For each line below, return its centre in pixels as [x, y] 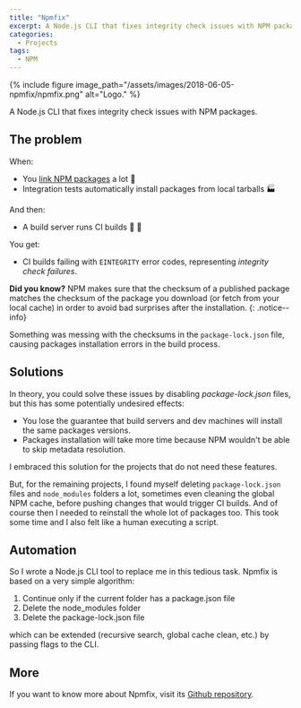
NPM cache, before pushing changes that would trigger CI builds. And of [144, 503]
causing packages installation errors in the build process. [115, 344]
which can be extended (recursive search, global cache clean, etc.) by [139, 635]
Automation [43, 551]
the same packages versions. [77, 430]
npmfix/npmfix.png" [46, 94]
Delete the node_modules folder [82, 608]
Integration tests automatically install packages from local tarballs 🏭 [149, 188]
